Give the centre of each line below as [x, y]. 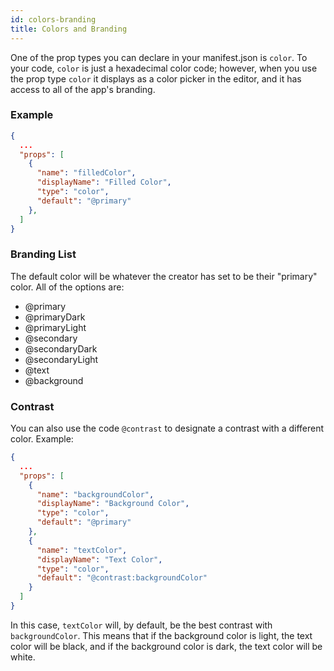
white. [23, 657]
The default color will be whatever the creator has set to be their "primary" [164, 276]
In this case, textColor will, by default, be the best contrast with [141, 625]
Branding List [43, 254]
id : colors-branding [53, 19]
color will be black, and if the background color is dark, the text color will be [166, 646]
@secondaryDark [61, 348]
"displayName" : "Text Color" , [99, 559]
